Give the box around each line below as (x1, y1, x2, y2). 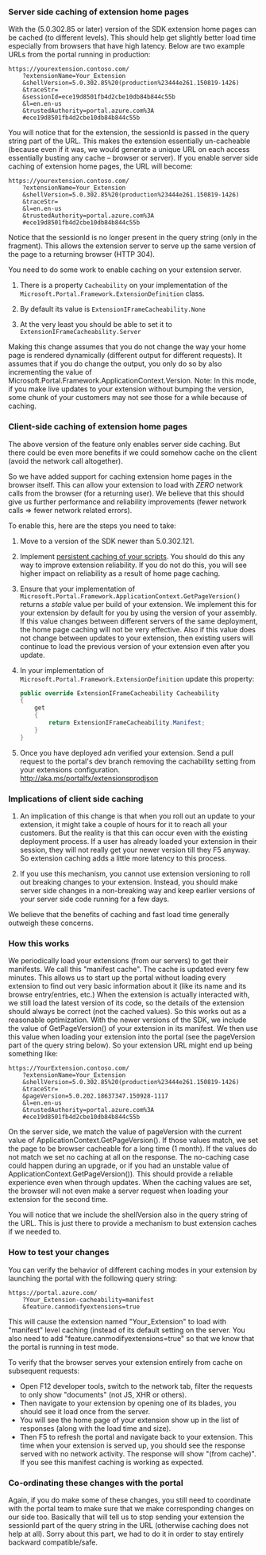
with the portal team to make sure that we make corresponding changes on (8, 1503, 254, 1513)
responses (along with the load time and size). (19, 1423, 172, 1433)
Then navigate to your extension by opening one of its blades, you (19, 1398, 237, 1408)
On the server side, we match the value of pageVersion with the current (8, 1127, 242, 1137)
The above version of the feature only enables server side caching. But (8, 439, 241, 449)
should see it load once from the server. (19, 1406, 151, 1416)
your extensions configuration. (19, 764, 121, 774)
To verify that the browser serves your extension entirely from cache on (8, 1357, 244, 1366)
